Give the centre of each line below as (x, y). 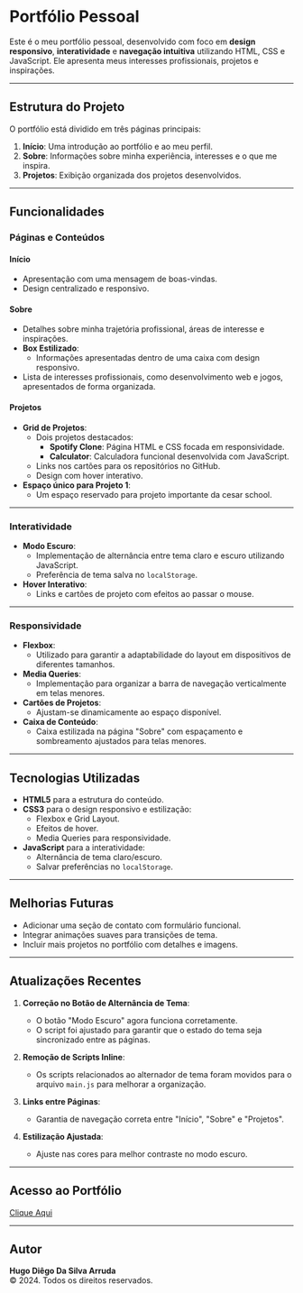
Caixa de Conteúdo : (60, 722)
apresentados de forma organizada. (89, 387)
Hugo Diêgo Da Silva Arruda (63, 1271)
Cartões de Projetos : (62, 703)
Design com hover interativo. (89, 475)
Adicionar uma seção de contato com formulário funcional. (132, 925)
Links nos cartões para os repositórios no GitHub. (128, 465)
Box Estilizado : (50, 348)
